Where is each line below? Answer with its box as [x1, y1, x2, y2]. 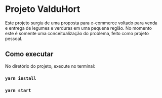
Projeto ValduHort [5, 3, 81, 15]
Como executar [5, 50, 53, 58]
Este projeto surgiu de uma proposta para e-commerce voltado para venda [5, 20, 158, 26]
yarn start [5, 88, 31, 93]
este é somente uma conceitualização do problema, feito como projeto [5, 30, 149, 36]
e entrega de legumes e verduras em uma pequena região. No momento [5, 25, 152, 31]
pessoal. [5, 36, 23, 42]
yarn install [5, 75, 37, 81]
